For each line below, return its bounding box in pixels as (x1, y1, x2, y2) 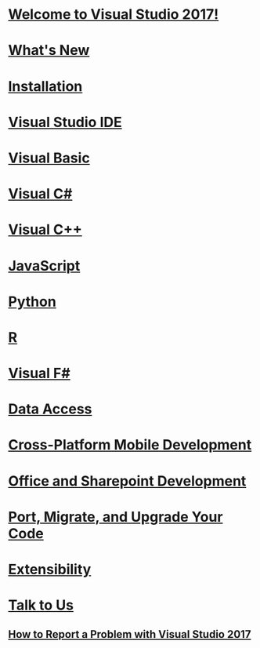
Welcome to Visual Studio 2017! (8, 5, 219, 24)
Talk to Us (8, 596, 74, 614)
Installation (8, 77, 83, 95)
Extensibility (8, 561, 92, 578)
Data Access (8, 400, 92, 418)
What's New (8, 42, 90, 60)
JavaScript (8, 257, 81, 275)
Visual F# (8, 365, 70, 382)
